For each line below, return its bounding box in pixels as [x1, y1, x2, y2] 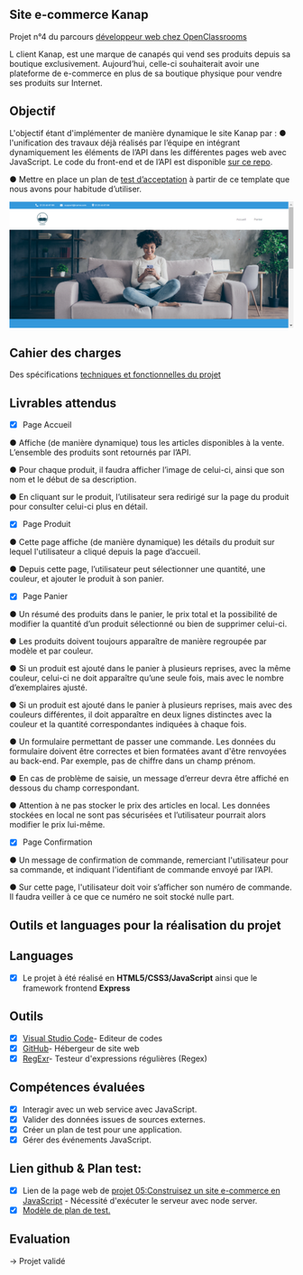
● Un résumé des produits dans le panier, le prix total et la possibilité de [9, 609, 278, 620]
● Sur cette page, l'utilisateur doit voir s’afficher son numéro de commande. [9, 882, 292, 892]
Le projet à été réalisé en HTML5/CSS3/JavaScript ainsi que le [22, 972, 258, 983]
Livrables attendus [9, 395, 117, 411]
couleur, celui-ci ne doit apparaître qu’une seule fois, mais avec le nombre [9, 672, 284, 684]
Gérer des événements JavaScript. [22, 1134, 151, 1145]
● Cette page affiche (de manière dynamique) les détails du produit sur [9, 537, 275, 548]
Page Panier [22, 591, 69, 602]
